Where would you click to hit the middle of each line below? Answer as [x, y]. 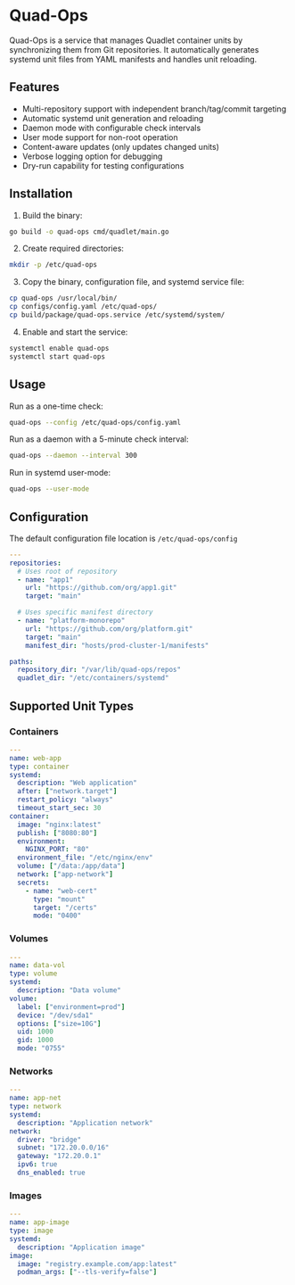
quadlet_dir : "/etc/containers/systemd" [93, 678]
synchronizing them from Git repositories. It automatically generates [134, 49]
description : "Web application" [78, 783]
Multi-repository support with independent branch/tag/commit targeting [154, 109]
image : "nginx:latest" [59, 825]
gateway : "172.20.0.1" [59, 1156]
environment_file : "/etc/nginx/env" [85, 858]
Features [34, 87]
